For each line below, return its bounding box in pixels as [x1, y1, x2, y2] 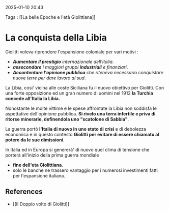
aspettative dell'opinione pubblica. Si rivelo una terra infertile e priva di [5, 110, 156, 116]
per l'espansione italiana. [12, 172, 65, 178]
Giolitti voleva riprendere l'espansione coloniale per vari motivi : [5, 48, 138, 55]
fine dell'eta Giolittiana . [12, 162, 64, 168]
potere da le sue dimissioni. [5, 137, 65, 143]
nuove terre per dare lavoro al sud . [12, 75, 86, 81]
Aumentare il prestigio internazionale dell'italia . [12, 58, 114, 65]
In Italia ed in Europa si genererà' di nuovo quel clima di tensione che [5, 146, 150, 153]
